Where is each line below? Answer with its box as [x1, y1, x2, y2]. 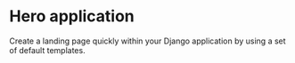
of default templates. [9, 44, 86, 55]
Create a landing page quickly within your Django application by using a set [9, 35, 287, 46]
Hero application [9, 6, 135, 27]
